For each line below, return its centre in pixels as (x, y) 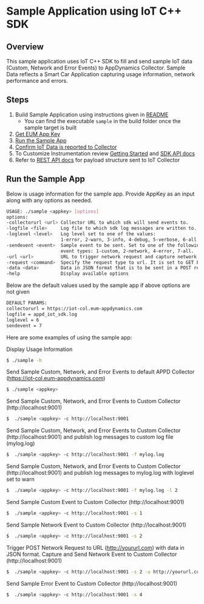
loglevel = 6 (23, 320)
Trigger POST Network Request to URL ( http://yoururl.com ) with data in (96, 547)
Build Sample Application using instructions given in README (92, 115)
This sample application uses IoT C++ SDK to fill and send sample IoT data (99, 61)
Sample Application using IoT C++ (94, 11)
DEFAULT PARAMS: (27, 303)
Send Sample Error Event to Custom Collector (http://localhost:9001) (92, 583)
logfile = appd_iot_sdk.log (42, 314)
